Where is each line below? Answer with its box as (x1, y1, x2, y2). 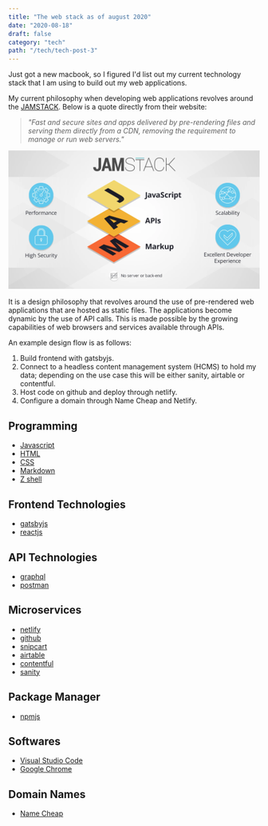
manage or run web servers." (27, 134, 124, 144)
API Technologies (8, 550, 98, 564)
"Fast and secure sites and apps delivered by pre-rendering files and (27, 118, 256, 127)
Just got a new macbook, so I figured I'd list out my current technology (8, 70, 242, 79)
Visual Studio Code (19, 756, 84, 765)
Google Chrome (19, 764, 73, 774)
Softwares (8, 734, 61, 748)
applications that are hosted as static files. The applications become (8, 305, 233, 315)
